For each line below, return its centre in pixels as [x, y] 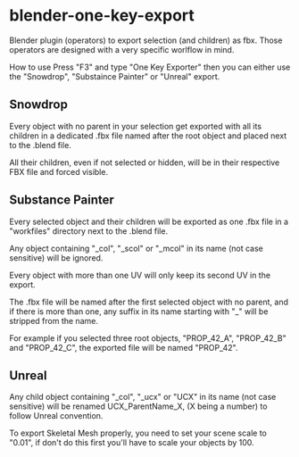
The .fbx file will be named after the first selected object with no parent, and [149, 302]
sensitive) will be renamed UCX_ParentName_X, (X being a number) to [138, 406]
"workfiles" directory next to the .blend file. [88, 231]
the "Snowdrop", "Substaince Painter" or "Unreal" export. [115, 76]
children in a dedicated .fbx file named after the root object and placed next [148, 136]
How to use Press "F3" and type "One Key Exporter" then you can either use [150, 67]
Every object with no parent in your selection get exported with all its [135, 126]
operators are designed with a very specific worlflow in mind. [122, 49]
